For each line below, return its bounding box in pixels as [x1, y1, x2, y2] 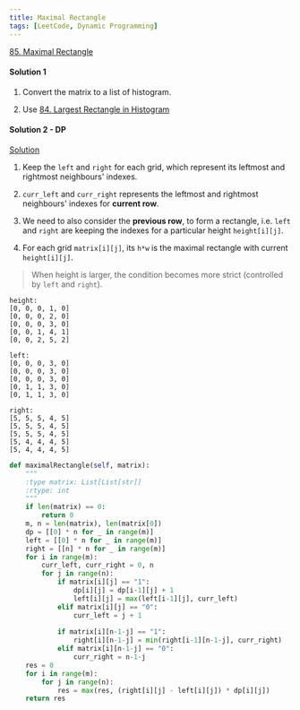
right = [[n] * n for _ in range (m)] [25, 544, 167, 553]
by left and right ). [30, 279, 103, 290]
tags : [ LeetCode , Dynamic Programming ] [9, 22, 159, 30]
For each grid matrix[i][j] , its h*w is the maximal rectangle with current [21, 242, 288, 253]
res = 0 [25, 661, 54, 670]
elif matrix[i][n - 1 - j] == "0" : [56, 645, 175, 654]
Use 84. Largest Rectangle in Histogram [21, 104, 170, 115]
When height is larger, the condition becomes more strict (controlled [30, 269, 284, 280]
